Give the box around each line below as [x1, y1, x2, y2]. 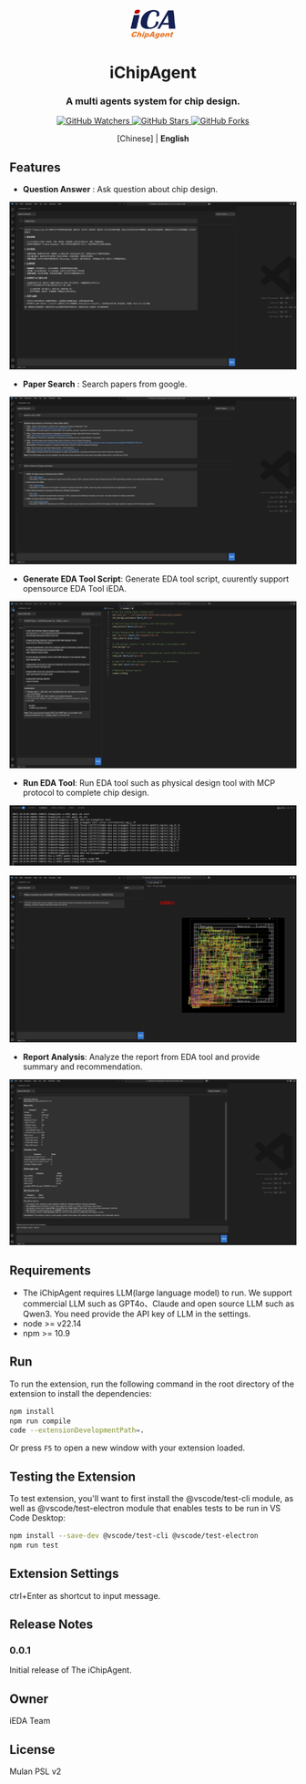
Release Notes [9, 1617, 94, 1633]
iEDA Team [9, 1716, 51, 1727]
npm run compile [9, 1417, 71, 1426]
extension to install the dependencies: [9, 1387, 152, 1398]
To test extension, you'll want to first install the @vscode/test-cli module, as [9, 1493, 294, 1504]
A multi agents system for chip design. [65, 95, 241, 108]
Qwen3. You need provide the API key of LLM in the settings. [22, 1308, 251, 1319]
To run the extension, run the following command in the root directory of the [9, 1378, 294, 1389]
